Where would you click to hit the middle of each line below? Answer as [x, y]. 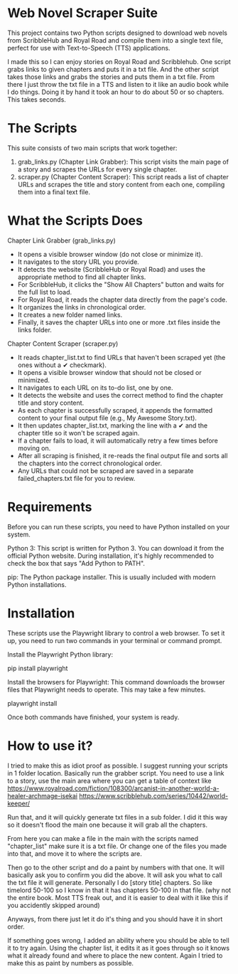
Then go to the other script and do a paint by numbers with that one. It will [116, 867]
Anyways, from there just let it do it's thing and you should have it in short [115, 919]
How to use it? [50, 746]
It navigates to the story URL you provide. [79, 262]
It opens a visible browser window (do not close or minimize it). [110, 254]
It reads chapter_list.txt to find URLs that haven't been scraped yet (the [121, 357]
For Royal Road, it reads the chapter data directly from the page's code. [122, 300]
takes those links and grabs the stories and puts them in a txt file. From [111, 77]
